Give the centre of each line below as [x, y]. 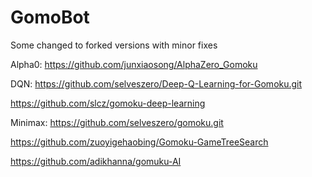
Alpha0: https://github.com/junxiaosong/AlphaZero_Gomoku [134, 64]
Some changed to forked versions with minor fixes [114, 45]
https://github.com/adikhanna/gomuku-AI [96, 161]
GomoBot [50, 17]
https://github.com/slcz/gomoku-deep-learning [108, 103]
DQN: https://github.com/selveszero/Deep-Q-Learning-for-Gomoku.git [156, 83]
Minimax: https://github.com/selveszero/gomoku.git [117, 122]
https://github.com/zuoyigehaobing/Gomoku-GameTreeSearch [139, 142]
